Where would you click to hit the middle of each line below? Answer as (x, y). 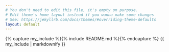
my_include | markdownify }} (35, 44)
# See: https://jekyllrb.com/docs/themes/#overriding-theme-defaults (81, 19)
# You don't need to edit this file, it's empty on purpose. (72, 10)
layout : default (22, 24)
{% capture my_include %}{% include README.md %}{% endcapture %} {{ (85, 39)
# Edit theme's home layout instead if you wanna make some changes (80, 15)
